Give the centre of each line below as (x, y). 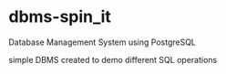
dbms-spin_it (60, 17)
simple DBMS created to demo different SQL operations (113, 59)
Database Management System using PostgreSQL (103, 42)
